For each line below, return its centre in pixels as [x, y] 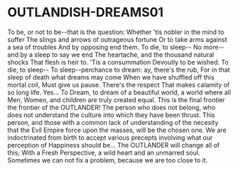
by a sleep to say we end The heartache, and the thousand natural [117, 55]
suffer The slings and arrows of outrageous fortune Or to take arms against [117, 39]
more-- [214, 47]
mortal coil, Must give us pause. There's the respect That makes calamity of [119, 84]
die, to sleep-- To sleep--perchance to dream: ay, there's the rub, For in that [119, 70]
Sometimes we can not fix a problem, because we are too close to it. [108, 160]
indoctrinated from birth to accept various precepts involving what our [110, 137]
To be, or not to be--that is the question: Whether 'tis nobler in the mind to [116, 32]
